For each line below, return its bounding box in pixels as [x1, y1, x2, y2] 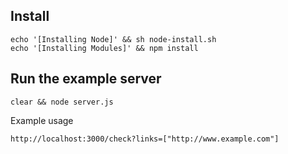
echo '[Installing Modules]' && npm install [10, 43, 199, 53]
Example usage [10, 114, 74, 126]
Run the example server [10, 70, 162, 88]
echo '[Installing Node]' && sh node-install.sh [10, 34, 217, 44]
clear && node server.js [10, 97, 114, 107]
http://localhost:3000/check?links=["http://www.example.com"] [10, 134, 280, 144]
